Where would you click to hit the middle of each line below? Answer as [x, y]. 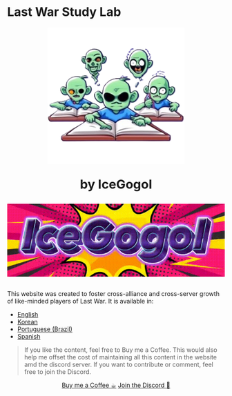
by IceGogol [116, 184]
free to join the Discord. [58, 372]
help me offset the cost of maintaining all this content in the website [120, 357]
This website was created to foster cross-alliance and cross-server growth [113, 293]
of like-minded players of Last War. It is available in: [80, 301]
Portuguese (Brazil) [45, 329]
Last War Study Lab [64, 12]
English [28, 314]
